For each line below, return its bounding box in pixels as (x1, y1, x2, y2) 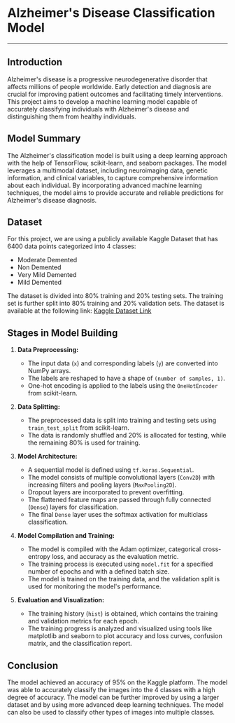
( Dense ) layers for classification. (27, 503, 119, 511)
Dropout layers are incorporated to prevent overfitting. (27, 488, 185, 496)
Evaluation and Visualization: (17, 596, 105, 604)
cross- (202, 545, 222, 553)
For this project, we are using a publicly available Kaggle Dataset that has (7, 235, 218, 243)
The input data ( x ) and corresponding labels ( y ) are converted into (27, 359, 218, 367)
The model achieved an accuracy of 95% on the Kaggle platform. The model (7, 678, 228, 687)
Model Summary (7, 133, 81, 144)
